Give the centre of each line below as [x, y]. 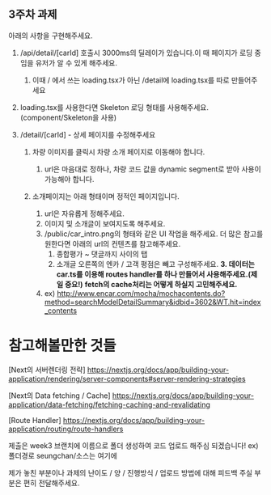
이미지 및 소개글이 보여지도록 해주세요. [105, 223]
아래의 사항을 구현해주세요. [51, 36]
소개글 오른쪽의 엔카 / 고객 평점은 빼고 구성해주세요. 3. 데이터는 [155, 264]
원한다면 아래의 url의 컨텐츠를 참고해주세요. [112, 243]
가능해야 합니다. [69, 179]
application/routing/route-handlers [66, 429]
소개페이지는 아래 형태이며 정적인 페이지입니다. [106, 196]
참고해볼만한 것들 [62, 345]
